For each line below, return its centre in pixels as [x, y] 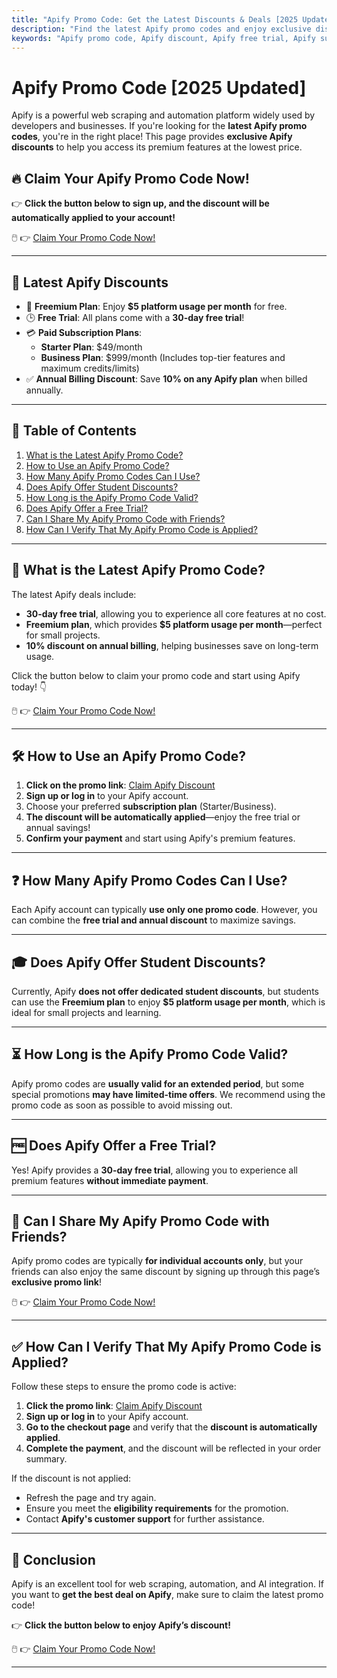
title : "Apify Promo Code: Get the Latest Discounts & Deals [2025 [155, 19]
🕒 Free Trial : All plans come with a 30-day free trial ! [135, 317]
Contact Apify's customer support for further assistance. [145, 1519]
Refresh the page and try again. [91, 1498]
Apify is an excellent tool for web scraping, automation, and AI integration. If [167, 1584]
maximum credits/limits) [90, 368]
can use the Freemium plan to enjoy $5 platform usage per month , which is [168, 1002]
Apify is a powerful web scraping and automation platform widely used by [163, 115]
